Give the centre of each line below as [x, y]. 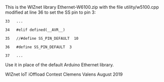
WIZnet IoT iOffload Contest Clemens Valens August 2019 [64, 74]
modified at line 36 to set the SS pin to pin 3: [51, 12]
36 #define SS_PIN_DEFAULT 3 [38, 47]
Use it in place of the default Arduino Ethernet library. [59, 65]
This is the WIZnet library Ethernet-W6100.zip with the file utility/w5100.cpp [82, 7]
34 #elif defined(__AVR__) [35, 30]
